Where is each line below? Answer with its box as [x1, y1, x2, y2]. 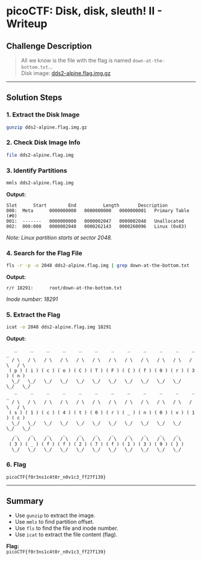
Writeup [6, 17, 47, 31]
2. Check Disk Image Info [6, 138, 81, 147]
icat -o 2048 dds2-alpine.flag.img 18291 [6, 324, 112, 330]
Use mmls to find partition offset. [14, 518, 94, 526]
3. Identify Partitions [6, 166, 67, 175]
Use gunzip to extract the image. [14, 512, 96, 519]
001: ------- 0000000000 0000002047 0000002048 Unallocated [6, 218, 185, 224]
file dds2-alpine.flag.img [6, 152, 74, 158]
